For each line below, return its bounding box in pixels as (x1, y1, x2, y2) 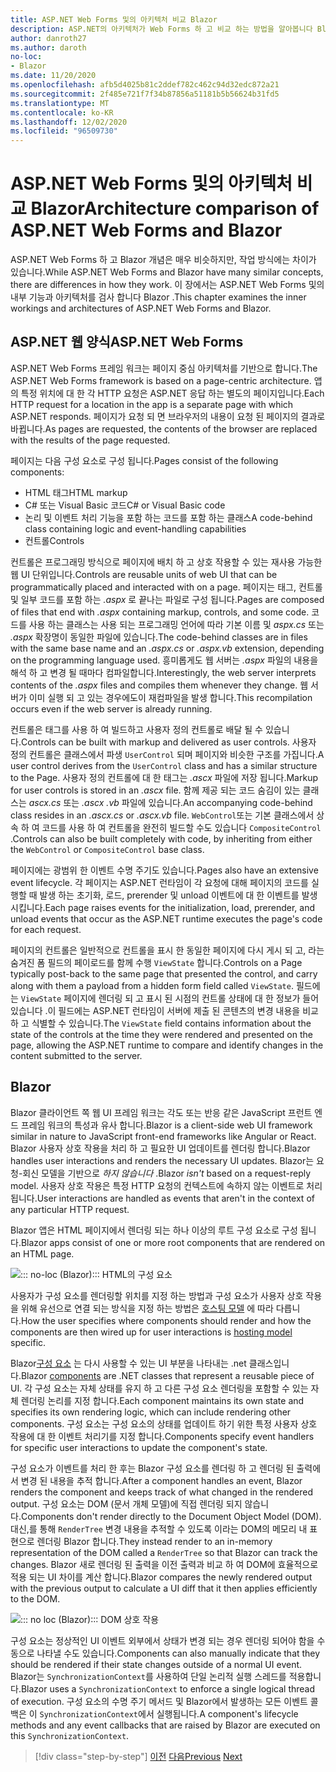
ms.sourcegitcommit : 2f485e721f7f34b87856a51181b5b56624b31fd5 (10, 89, 280, 99)
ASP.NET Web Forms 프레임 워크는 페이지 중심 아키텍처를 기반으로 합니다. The (10, 362, 318, 374)
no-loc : (10, 52, 43, 62)
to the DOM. (10, 1592, 61, 1605)
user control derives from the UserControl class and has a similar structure (10, 759, 318, 771)
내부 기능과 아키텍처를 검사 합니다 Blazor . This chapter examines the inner (10, 291, 307, 303)
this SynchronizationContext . (10, 1729, 130, 1741)
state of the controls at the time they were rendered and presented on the (10, 1028, 313, 1040)
